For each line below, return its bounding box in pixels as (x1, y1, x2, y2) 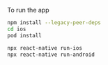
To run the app (7, 6, 49, 14)
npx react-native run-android (7, 51, 95, 58)
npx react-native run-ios (7, 44, 82, 51)
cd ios (7, 26, 26, 32)
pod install (7, 32, 42, 39)
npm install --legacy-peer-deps (7, 19, 101, 26)
